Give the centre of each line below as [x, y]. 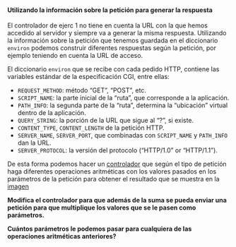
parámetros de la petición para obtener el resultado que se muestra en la [114, 179]
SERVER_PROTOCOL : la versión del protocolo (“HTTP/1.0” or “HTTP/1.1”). [117, 150]
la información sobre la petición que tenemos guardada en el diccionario [113, 41]
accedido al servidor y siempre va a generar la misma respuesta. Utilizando [117, 33]
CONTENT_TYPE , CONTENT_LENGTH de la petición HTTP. [91, 128]
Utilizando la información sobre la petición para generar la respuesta [110, 10]
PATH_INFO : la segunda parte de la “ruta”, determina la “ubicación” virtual [123, 105]
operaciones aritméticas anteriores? [62, 236]
